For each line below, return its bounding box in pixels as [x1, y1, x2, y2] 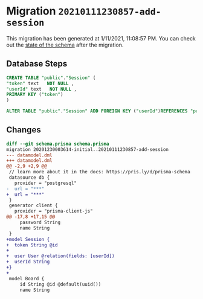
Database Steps [6, 59, 68, 69]
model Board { [8, 275, 45, 281]
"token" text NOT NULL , [6, 80, 74, 86]
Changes [6, 125, 41, 135]
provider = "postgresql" [14, 180, 77, 186]
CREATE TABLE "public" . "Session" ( [6, 74, 96, 81]
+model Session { [6, 236, 50, 242]
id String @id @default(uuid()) [19, 281, 101, 288]
